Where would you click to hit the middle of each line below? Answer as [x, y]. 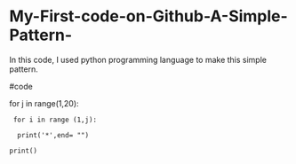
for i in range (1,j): [55, 120]
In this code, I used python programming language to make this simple [138, 59]
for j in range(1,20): [44, 103]
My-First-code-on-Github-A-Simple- [149, 16]
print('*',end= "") [53, 135]
